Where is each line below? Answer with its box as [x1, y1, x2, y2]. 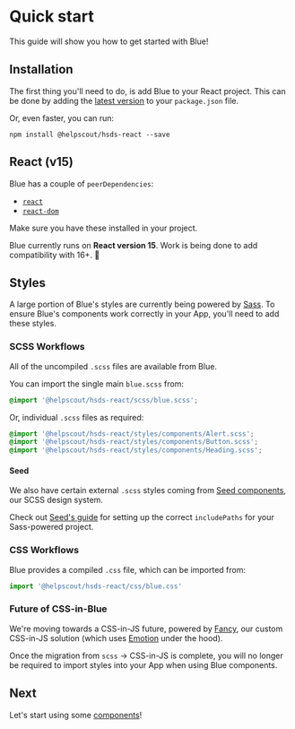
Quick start [9, 6, 94, 27]
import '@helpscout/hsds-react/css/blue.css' [9, 581, 182, 591]
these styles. [9, 318, 56, 329]
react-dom [22, 206, 60, 216]
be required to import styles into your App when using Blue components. [9, 659, 278, 670]
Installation [9, 62, 74, 77]
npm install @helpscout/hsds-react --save [9, 130, 170, 139]
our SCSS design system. [9, 495, 103, 506]
